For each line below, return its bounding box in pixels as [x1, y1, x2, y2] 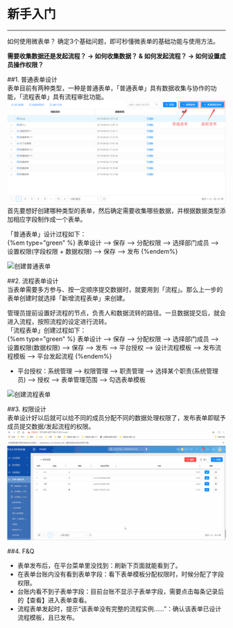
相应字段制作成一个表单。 [12, 216, 87, 224]
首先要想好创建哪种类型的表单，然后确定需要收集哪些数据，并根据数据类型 [7, 207, 220, 215]
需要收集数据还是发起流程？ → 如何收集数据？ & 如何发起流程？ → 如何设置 [7, 51, 221, 60]
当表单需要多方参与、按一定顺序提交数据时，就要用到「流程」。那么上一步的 [7, 286, 223, 294]
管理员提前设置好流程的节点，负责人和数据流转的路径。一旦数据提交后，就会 [7, 309, 226, 317]
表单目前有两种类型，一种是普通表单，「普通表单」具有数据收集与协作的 [7, 84, 211, 92]
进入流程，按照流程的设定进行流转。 [7, 317, 111, 326]
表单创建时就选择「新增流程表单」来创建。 [7, 294, 129, 302]
